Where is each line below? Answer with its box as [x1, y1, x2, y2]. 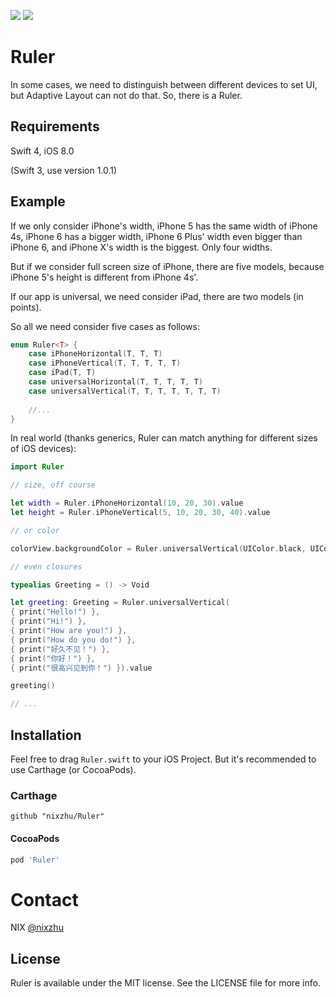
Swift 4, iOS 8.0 [10, 145, 75, 157]
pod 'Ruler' [10, 855, 60, 865]
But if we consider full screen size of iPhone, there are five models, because [10, 260, 325, 272]
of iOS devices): [10, 443, 77, 455]
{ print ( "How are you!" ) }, [10, 626, 128, 636]
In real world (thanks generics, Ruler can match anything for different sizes [10, 432, 318, 444]
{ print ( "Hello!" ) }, [10, 607, 101, 617]
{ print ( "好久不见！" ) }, [10, 644, 111, 654]
